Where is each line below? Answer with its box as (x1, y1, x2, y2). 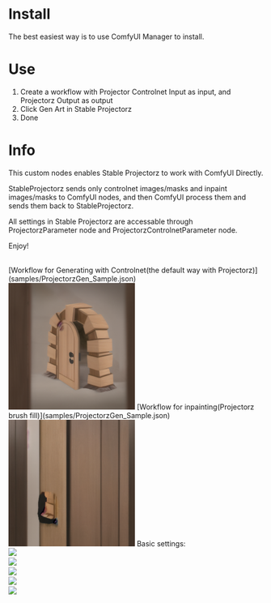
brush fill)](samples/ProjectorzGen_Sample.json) (8, 410, 171, 420)
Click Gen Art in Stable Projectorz (19, 104, 132, 113)
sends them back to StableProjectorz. (8, 200, 134, 211)
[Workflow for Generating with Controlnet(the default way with (8, 265, 217, 275)
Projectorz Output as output (19, 95, 113, 105)
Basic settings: (136, 538, 186, 548)
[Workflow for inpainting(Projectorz (136, 402, 255, 412)
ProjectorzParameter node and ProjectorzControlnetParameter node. (8, 225, 238, 235)
